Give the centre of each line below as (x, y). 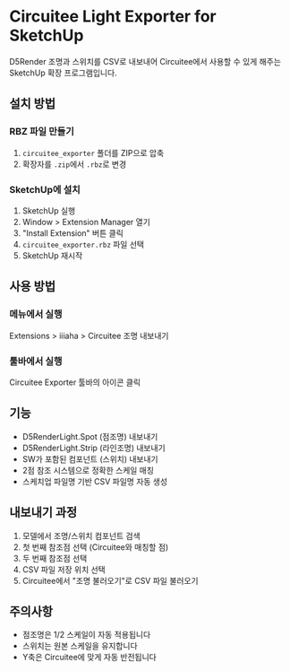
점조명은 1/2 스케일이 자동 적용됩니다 (86, 635)
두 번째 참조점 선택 (55, 558)
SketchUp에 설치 (45, 189)
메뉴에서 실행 (36, 314)
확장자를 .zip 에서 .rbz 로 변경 (74, 164)
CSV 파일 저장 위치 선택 (64, 569)
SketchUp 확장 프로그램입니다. (64, 73)
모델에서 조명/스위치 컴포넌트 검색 (81, 536)
